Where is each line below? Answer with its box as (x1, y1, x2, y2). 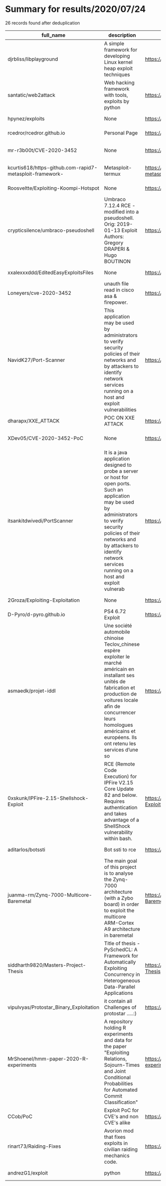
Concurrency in (104, 971, 140, 977)
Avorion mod (104, 1127, 134, 1134)
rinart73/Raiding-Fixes (7, 1143, 61, 1150)
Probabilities (104, 1080, 133, 1087)
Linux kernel (104, 59, 133, 66)
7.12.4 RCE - (104, 202, 136, 209)
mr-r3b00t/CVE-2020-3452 (7, 146, 78, 153)
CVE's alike (104, 1119, 130, 1126)
